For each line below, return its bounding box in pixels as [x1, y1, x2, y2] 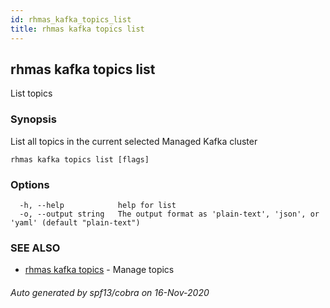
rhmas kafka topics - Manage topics [24, 264, 175, 276]
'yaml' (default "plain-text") [10, 217, 141, 228]
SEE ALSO [10, 241, 61, 255]
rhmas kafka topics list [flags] [10, 154, 150, 165]
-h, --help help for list [19, 200, 177, 210]
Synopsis [10, 112, 57, 126]
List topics [10, 87, 53, 100]
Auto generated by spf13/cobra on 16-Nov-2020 [10, 286, 210, 298]
